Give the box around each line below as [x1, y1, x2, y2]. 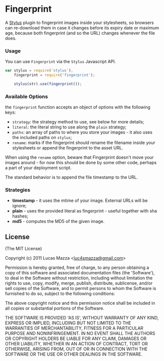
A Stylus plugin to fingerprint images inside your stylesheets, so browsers [5, 20, 154, 25]
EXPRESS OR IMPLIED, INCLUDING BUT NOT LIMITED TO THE [5, 320, 131, 326]
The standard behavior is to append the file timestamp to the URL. [5, 174, 138, 180]
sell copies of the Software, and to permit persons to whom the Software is [5, 286, 157, 291]
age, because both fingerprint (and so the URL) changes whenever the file [5, 30, 155, 36]
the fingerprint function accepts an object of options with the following [5, 104, 151, 110]
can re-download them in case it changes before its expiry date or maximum [5, 24, 159, 30]
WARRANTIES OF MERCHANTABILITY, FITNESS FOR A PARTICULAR [5, 325, 143, 331]
